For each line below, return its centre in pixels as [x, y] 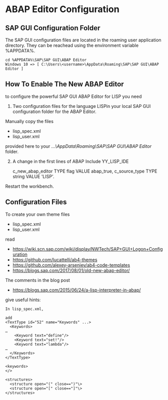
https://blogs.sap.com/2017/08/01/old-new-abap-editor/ [71, 270]
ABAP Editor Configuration [62, 9]
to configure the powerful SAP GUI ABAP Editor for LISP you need [74, 96]
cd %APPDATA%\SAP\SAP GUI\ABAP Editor [46, 60]
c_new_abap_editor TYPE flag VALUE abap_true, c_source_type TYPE [85, 171]
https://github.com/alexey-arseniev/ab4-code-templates [71, 265]
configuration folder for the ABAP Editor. [54, 111]
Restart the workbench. [30, 186]
